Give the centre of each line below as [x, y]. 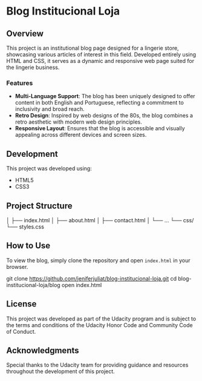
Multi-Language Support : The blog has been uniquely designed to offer [105, 96]
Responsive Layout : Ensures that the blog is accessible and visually [100, 128]
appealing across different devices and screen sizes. [81, 135]
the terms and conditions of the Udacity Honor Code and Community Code [99, 325]
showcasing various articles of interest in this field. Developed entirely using [101, 55]
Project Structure [39, 206]
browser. [17, 267]
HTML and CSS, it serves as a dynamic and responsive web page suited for [100, 61]
